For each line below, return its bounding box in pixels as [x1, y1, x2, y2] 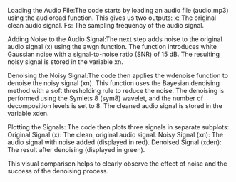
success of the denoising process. [7, 167, 109, 175]
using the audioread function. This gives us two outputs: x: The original [7, 14, 217, 22]
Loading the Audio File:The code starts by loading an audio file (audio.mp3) [7, 6, 230, 14]
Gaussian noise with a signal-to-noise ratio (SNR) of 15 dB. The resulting [7, 50, 220, 58]
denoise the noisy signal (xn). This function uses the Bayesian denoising [7, 79, 220, 87]
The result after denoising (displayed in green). [7, 146, 145, 154]
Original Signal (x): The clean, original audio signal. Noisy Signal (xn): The [7, 131, 223, 139]
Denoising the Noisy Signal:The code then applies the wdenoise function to [7, 71, 228, 80]
